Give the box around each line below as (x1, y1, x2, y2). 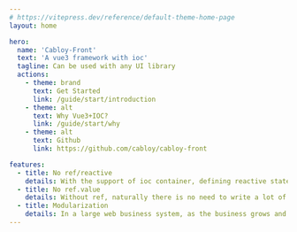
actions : (17, 70, 49, 80)
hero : (9, 37, 29, 46)
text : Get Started (32, 86, 101, 96)
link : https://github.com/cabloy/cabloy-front (32, 144, 208, 153)
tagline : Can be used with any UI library (17, 62, 176, 71)
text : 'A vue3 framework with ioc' (17, 54, 148, 63)
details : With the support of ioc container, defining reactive (25, 176, 267, 186)
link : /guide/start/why (32, 120, 121, 128)
